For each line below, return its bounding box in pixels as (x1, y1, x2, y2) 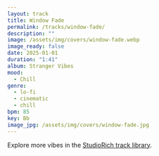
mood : (7, 69, 23, 76)
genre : (7, 82, 27, 89)
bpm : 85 (7, 108, 30, 115)
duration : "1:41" (7, 56, 58, 63)
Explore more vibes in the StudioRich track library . (7, 141, 153, 149)
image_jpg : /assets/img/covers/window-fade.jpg (7, 121, 150, 129)
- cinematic (13, 96, 49, 103)
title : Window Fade (7, 17, 65, 24)
